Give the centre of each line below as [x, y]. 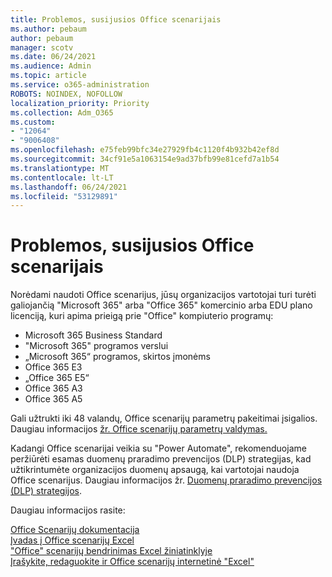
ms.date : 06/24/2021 [53, 57]
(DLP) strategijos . [46, 491]
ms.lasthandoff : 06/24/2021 [69, 187]
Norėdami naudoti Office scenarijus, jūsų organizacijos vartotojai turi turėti [163, 295]
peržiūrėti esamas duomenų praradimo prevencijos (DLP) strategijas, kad [161, 459]
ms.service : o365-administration [80, 85]
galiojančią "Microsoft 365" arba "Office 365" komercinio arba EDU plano [161, 305]
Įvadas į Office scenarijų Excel [72, 540]
